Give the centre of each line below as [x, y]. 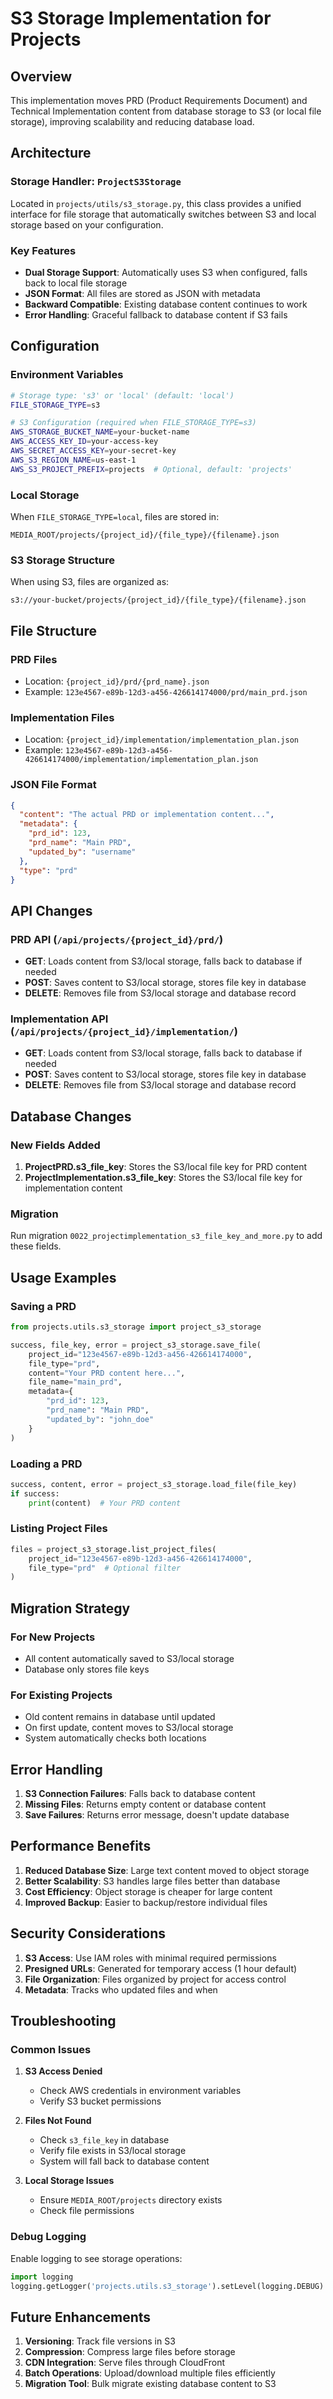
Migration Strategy [70, 1608]
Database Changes [71, 1116]
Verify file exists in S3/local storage [113, 2151]
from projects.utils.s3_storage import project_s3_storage [136, 1327]
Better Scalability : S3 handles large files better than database [152, 1881]
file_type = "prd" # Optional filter [105, 1568]
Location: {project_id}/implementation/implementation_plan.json [161, 739]
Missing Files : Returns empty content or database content [145, 1804]
